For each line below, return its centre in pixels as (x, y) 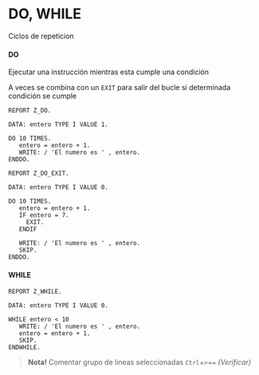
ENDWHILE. (25, 348)
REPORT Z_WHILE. (35, 292)
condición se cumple (43, 96)
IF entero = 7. (44, 215)
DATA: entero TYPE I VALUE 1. (59, 124)
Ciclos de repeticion (41, 36)
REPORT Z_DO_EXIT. (39, 174)
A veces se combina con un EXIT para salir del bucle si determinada (120, 88)
